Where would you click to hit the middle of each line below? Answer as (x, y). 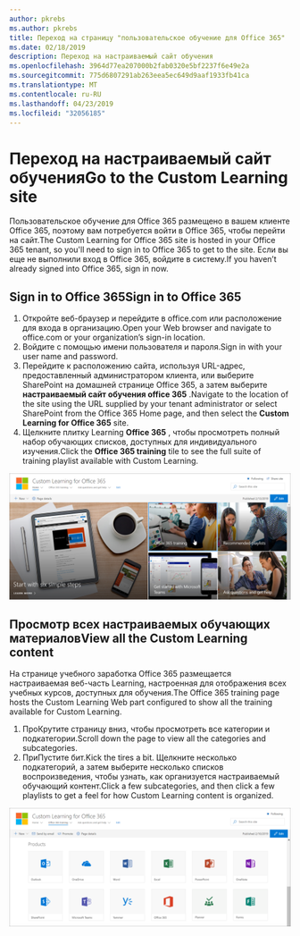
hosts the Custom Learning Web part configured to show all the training (141, 703)
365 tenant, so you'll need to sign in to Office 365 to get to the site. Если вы (149, 249)
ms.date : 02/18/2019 (48, 47)
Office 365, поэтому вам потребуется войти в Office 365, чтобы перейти (147, 231)
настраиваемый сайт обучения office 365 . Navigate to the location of (155, 394)
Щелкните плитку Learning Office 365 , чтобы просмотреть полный (150, 433)
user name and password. (70, 357)
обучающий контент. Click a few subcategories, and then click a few (148, 786)
